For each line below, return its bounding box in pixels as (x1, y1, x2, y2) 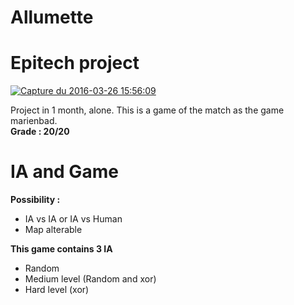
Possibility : (10, 194, 61, 206)
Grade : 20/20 (10, 126, 70, 138)
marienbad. (10, 115, 58, 127)
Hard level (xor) (24, 284, 90, 296)
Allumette (10, 6, 94, 29)
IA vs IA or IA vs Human (24, 213, 123, 225)
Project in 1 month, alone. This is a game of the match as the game (10, 104, 285, 116)
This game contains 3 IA (10, 243, 113, 255)
